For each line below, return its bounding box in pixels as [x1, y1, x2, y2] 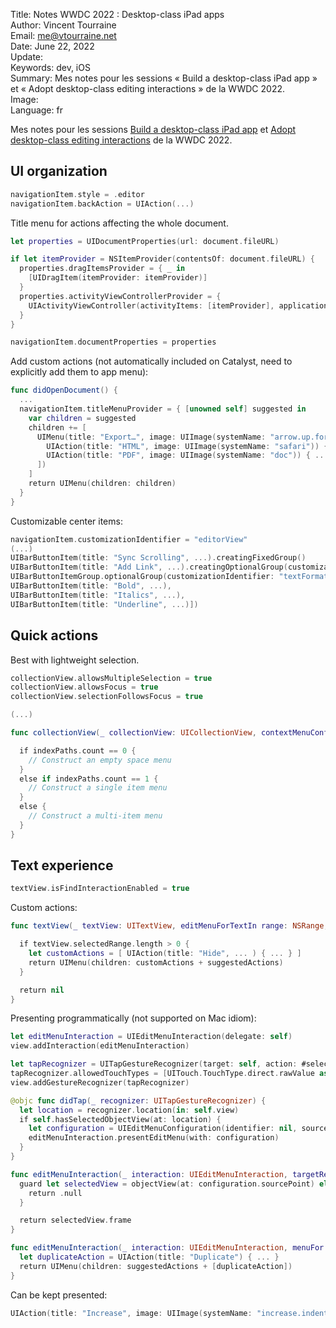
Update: [10, 51, 44, 63]
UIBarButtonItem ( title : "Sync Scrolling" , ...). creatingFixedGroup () [10, 553, 307, 563]
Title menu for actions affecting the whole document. [10, 217, 229, 229]
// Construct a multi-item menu [28, 811, 163, 821]
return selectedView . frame [19, 1215, 132, 1226]
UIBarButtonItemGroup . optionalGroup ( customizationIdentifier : [10, 572, 275, 582]
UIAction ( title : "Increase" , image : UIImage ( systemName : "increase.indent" [10, 1308, 333, 1318]
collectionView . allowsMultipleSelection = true [10, 673, 213, 683]
